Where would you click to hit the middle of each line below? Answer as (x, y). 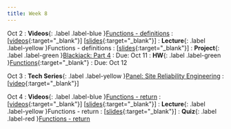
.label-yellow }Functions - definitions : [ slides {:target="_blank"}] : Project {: (113, 48)
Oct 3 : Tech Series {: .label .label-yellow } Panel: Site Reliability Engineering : (115, 76)
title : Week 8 (28, 13)
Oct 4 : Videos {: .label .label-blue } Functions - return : (84, 97)
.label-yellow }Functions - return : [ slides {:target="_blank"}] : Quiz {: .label (112, 111)
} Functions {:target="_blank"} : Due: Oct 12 (67, 62)
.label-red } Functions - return (49, 119)
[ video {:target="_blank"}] (43, 83)
